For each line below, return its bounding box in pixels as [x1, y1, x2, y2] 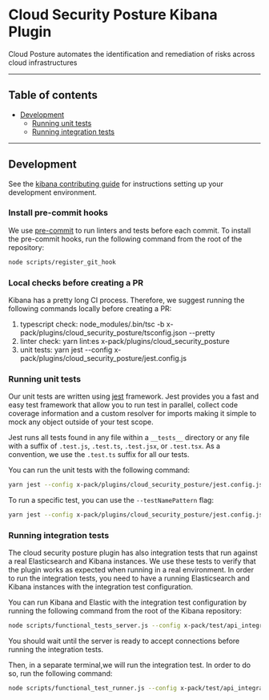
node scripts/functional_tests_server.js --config [8, 621, 181, 630]
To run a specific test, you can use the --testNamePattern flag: [8, 496, 215, 505]
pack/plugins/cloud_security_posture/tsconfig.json [19, 328, 187, 338]
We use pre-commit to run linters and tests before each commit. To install [8, 225, 251, 235]
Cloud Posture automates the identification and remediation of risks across [8, 49, 255, 59]
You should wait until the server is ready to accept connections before [8, 636, 240, 646]
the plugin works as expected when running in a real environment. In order [8, 565, 255, 575]
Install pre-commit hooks [8, 207, 108, 218]
